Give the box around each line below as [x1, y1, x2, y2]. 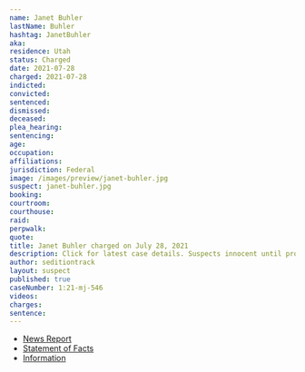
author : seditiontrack [9, 258, 95, 268]
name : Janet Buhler [9, 13, 84, 23]
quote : [9, 232, 34, 241]
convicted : [9, 89, 51, 98]
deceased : [9, 114, 47, 123]
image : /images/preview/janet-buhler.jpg [9, 173, 169, 182]
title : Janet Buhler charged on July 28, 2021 [9, 241, 189, 250]
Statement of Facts [22, 343, 94, 354]
